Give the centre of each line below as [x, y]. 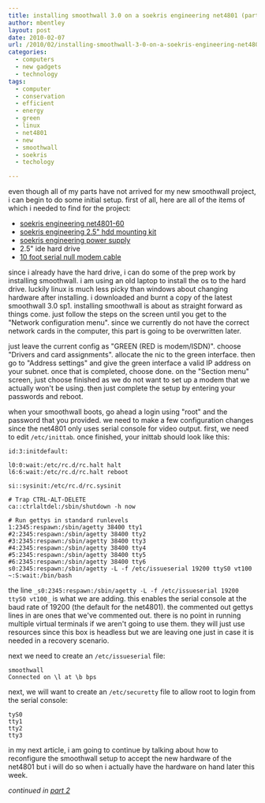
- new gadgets [38, 67]
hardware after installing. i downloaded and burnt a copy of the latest [120, 297]
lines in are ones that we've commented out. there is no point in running [125, 615]
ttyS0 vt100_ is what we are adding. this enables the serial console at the [127, 599]
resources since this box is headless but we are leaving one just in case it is [131, 633]
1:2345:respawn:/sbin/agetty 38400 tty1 [76, 528]
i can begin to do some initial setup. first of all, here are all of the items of [127, 200]
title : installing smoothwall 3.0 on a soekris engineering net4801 [123, 15]
